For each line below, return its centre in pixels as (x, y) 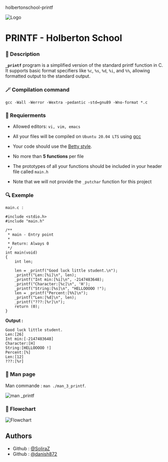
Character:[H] (20, 343)
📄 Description (23, 54)
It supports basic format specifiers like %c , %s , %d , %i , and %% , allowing (78, 71)
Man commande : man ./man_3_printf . (46, 386)
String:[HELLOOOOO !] (28, 348)
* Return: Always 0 (28, 244)
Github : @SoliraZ (31, 448)
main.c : (15, 208)
